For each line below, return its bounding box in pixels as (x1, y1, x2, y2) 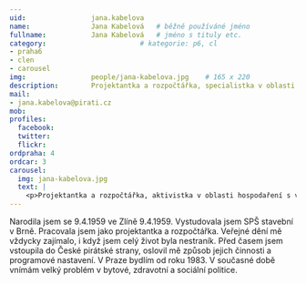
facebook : (17, 124, 55, 133)
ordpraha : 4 (9, 148, 55, 157)
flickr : (17, 140, 47, 149)
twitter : (17, 132, 51, 141)
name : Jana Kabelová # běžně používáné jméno (9, 22, 250, 31)
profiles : (9, 115, 47, 124)
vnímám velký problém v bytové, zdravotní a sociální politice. (9, 265, 239, 275)
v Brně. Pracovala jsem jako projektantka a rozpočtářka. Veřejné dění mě (9, 226, 282, 237)
